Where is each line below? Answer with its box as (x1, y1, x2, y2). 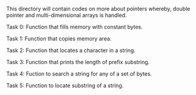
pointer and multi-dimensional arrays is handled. (6, 11, 127, 19)
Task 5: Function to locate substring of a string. (6, 82, 124, 89)
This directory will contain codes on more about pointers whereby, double (6, 5, 191, 12)
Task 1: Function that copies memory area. (6, 35, 112, 42)
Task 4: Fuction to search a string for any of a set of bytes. (6, 70, 152, 77)
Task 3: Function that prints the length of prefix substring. (6, 59, 150, 65)
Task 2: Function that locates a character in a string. (6, 47, 136, 54)
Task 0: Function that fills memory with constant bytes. (6, 24, 143, 30)
